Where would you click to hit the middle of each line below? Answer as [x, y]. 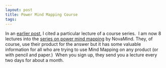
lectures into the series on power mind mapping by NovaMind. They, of [79, 39]
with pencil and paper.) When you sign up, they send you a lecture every [81, 55]
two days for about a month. [35, 60]
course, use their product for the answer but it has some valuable [73, 44]
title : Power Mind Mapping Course [42, 15]
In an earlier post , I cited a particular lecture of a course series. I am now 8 [83, 34]
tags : [11, 19]
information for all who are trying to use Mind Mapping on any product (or [82, 50]
